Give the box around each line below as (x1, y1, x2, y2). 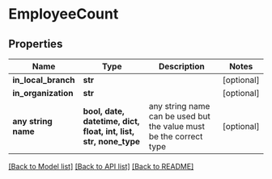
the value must (148, 121, 205, 131)
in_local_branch (12, 74, 75, 85)
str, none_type (83, 136, 140, 147)
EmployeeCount (8, 5, 119, 23)
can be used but (148, 110, 210, 122)
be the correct (148, 131, 203, 142)
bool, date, (83, 106, 125, 117)
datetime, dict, (83, 116, 140, 127)
